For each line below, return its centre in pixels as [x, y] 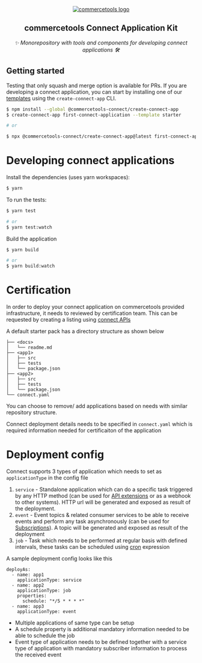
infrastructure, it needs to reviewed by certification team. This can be [92, 313]
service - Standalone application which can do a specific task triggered [104, 489]
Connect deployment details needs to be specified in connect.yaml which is [99, 424]
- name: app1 [28, 575]
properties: [32, 596]
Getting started [35, 71]
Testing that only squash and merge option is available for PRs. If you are [97, 85]
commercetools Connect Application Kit [101, 28]
